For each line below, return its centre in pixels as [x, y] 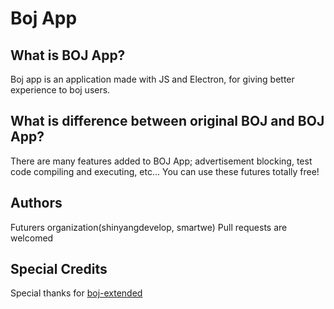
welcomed [32, 238]
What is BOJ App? [68, 55]
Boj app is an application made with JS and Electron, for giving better [152, 79]
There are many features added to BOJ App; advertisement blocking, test [161, 161]
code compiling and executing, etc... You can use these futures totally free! [165, 171]
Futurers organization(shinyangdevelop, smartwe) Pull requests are [149, 227]
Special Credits [59, 269]
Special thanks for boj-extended [76, 293]
